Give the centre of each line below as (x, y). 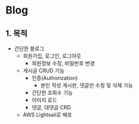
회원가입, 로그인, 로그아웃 (52, 56)
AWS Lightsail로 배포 (47, 115)
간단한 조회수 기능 (52, 93)
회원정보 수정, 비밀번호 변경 (63, 63)
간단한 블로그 (29, 48)
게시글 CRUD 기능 (44, 71)
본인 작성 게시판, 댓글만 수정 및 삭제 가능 (87, 85)
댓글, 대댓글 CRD (51, 107)
